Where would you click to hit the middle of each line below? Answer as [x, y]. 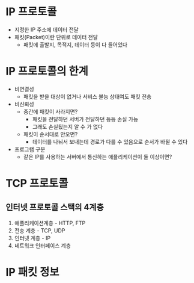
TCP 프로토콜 [37, 183]
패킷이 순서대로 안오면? [50, 134]
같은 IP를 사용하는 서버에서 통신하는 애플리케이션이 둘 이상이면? [98, 157]
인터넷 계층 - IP [32, 238]
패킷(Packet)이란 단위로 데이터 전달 [56, 37]
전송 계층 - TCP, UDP [40, 230]
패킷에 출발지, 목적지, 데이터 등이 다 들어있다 [75, 45]
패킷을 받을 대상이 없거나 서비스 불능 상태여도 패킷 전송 [87, 96]
